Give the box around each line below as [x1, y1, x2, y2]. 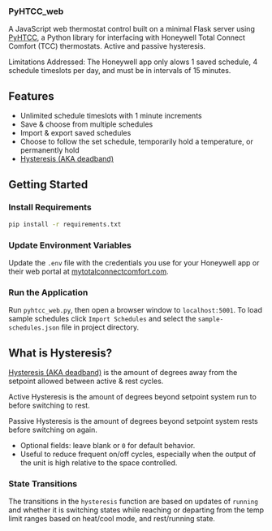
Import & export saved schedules [19, 128, 132, 138]
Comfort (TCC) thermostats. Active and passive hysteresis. [8, 41, 205, 51]
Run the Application [8, 287, 89, 298]
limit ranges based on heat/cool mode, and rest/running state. [8, 514, 215, 524]
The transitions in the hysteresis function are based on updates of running [8, 497, 258, 507]
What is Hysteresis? [8, 346, 112, 360]
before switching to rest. [8, 400, 91, 411]
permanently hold [19, 145, 80, 155]
